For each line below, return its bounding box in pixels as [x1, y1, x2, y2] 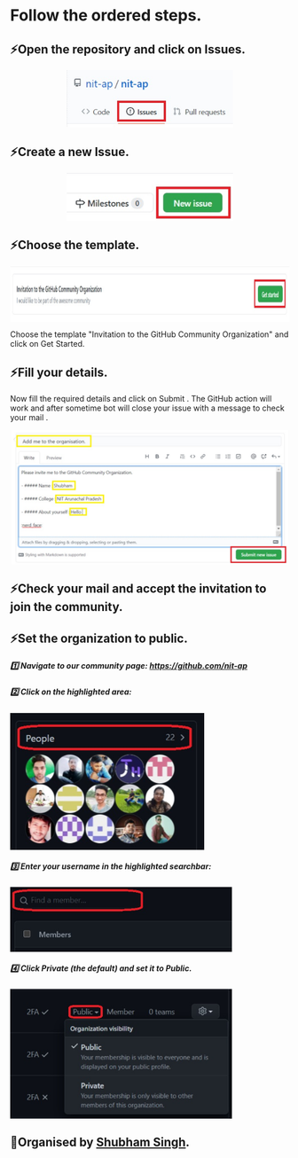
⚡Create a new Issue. [10, 144, 129, 160]
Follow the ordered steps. [10, 5, 202, 26]
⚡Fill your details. [10, 365, 108, 380]
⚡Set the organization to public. [10, 630, 189, 646]
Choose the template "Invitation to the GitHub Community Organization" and [10, 329, 289, 340]
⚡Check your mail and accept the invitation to [10, 582, 267, 597]
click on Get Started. [10, 338, 85, 348]
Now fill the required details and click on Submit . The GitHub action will [10, 393, 272, 403]
